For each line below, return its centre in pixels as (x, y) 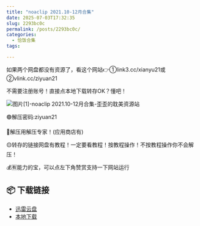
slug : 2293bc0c (26, 23)
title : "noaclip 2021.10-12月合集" (50, 12)
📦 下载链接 (28, 190)
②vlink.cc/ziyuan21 (32, 78)
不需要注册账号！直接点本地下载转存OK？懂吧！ (67, 91)
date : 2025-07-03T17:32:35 (41, 18)
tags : (13, 46)
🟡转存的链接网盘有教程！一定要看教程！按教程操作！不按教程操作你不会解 (100, 145)
